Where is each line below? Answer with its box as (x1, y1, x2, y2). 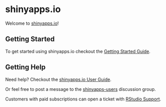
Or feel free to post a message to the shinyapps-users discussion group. (5, 86, 156, 92)
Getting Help (5, 63, 46, 72)
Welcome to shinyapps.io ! (5, 20, 59, 26)
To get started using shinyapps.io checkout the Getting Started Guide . (5, 48, 150, 54)
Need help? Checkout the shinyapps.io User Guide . (5, 76, 112, 82)
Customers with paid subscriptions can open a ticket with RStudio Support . (5, 96, 161, 102)
